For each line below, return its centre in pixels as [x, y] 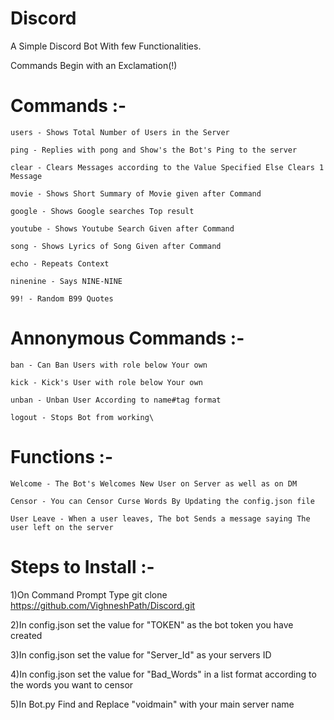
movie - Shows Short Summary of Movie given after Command [136, 193]
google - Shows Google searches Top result [102, 211]
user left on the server [62, 527]
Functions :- [62, 457]
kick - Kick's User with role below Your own [106, 382]
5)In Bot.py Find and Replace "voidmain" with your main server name [152, 704]
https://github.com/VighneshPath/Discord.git [103, 605]
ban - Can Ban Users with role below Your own [109, 365]
